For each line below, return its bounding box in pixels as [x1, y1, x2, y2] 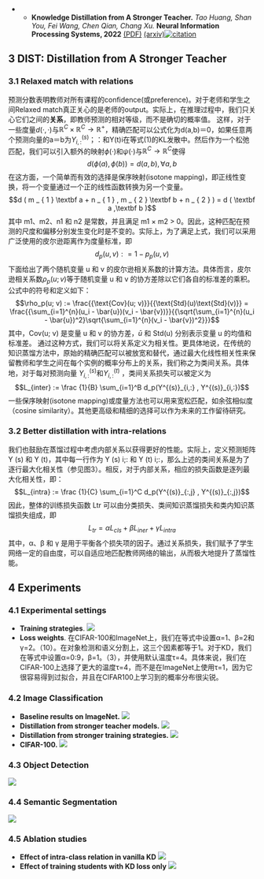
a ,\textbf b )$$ [107, 203, 157, 213]
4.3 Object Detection [8, 759, 90, 770]
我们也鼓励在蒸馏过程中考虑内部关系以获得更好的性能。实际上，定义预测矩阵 [8, 445, 256, 454]
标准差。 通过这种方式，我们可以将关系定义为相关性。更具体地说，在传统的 [8, 338, 251, 348]
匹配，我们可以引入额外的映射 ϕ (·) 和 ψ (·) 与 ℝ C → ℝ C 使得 [8, 145, 186, 156]
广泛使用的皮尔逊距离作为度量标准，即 [8, 237, 132, 246]
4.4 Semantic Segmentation [8, 796, 118, 807]
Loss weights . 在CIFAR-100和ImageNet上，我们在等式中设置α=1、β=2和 [19, 633, 255, 642]
